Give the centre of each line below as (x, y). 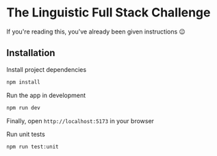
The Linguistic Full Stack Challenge (108, 13)
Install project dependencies (47, 69)
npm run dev (23, 107)
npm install (23, 82)
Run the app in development (46, 95)
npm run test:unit (33, 146)
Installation (31, 53)
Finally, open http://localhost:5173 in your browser (80, 120)
